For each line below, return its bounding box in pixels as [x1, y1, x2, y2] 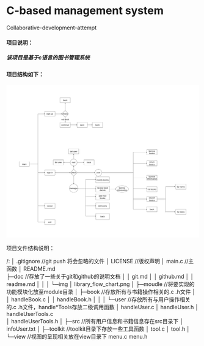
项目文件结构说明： [6, 244, 55, 252]
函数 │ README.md [6, 265, 56, 273]
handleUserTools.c [6, 310, 54, 318]
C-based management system [6, 4, 164, 18]
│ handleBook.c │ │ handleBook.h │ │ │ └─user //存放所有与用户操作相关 [6, 296, 191, 303]
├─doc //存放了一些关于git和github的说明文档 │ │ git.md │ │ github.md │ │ [6, 273, 194, 280]
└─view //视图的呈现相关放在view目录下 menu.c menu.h [6, 333, 148, 340]
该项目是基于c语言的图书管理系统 [6, 54, 90, 61]
